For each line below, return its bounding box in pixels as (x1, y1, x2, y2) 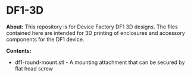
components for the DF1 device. (6, 36, 84, 43)
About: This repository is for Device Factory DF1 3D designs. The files (6, 23, 179, 30)
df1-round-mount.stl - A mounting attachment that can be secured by (14, 59, 186, 66)
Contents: (6, 47, 32, 54)
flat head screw (14, 65, 54, 72)
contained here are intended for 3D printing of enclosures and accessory (6, 29, 186, 36)
